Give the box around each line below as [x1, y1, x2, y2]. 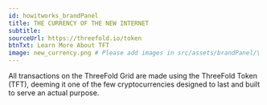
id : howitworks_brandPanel [8, 11, 99, 20]
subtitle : [8, 26, 42, 34]
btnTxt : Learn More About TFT [8, 42, 110, 50]
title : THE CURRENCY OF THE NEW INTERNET [8, 19, 150, 27]
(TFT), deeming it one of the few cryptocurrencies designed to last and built [8, 79, 261, 89]
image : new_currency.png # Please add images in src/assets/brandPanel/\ [8, 49, 261, 57]
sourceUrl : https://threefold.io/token [8, 34, 142, 42]
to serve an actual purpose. [8, 88, 100, 97]
